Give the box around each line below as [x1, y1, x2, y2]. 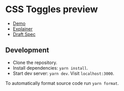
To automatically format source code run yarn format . [5, 80, 119, 86]
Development [5, 46, 50, 54]
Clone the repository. [12, 59, 57, 66]
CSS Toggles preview [5, 4, 98, 15]
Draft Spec [12, 31, 36, 37]
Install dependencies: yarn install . [12, 65, 89, 71]
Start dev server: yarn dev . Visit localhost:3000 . [12, 70, 114, 76]
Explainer [12, 25, 33, 32]
